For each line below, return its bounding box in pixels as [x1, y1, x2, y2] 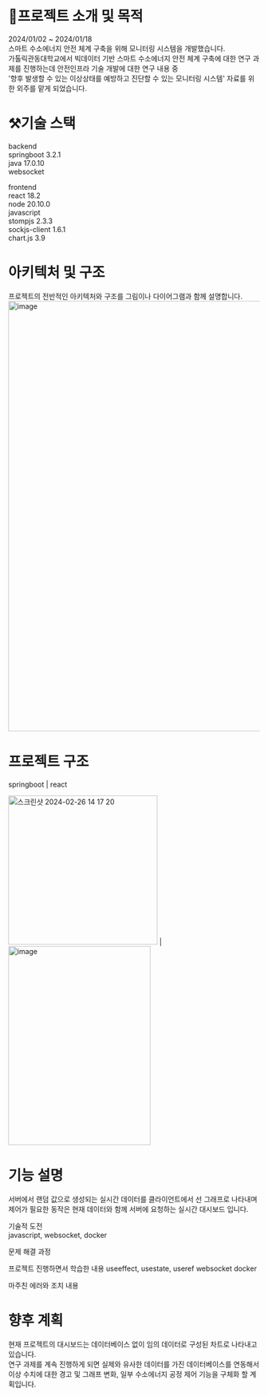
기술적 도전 [8, 1221, 43, 1231]
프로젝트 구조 [8, 753, 89, 771]
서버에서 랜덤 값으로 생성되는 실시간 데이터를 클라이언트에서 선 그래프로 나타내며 [8, 1194, 258, 1204]
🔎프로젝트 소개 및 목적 [8, 7, 144, 26]
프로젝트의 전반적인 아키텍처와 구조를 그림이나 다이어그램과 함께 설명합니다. [8, 291, 243, 301]
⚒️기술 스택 [8, 115, 76, 132]
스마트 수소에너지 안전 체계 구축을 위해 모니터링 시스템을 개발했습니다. [8, 43, 226, 53]
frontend [8, 182, 37, 191]
